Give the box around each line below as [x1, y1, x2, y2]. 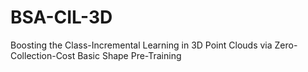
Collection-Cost [10, 49, 76, 61]
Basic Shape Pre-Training [77, 49, 182, 61]
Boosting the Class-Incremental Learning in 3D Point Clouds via [10, 39, 273, 51]
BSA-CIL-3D [10, 6, 113, 29]
